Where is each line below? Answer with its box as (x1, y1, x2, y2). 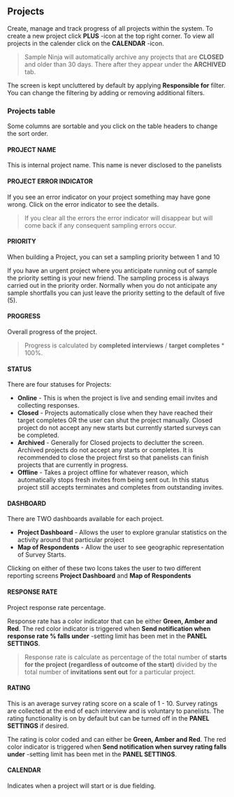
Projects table (7, 106, 56, 116)
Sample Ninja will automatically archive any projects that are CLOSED (24, 53, 224, 61)
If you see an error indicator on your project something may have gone (7, 193, 211, 201)
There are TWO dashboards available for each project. (7, 515, 164, 523)
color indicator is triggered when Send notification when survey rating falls (7, 742, 227, 751)
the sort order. (7, 130, 49, 138)
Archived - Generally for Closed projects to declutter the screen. (17, 438, 205, 447)
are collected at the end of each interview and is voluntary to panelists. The (7, 707, 225, 715)
